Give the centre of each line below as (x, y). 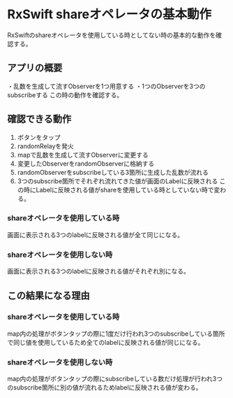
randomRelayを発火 (46, 146)
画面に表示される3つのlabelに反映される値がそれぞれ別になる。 (99, 271)
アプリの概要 (35, 68)
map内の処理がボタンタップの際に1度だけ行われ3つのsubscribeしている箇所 (116, 334)
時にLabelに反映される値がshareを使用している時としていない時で (119, 190)
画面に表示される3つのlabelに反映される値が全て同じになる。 (96, 234)
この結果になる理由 (48, 296)
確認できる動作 (39, 119)
